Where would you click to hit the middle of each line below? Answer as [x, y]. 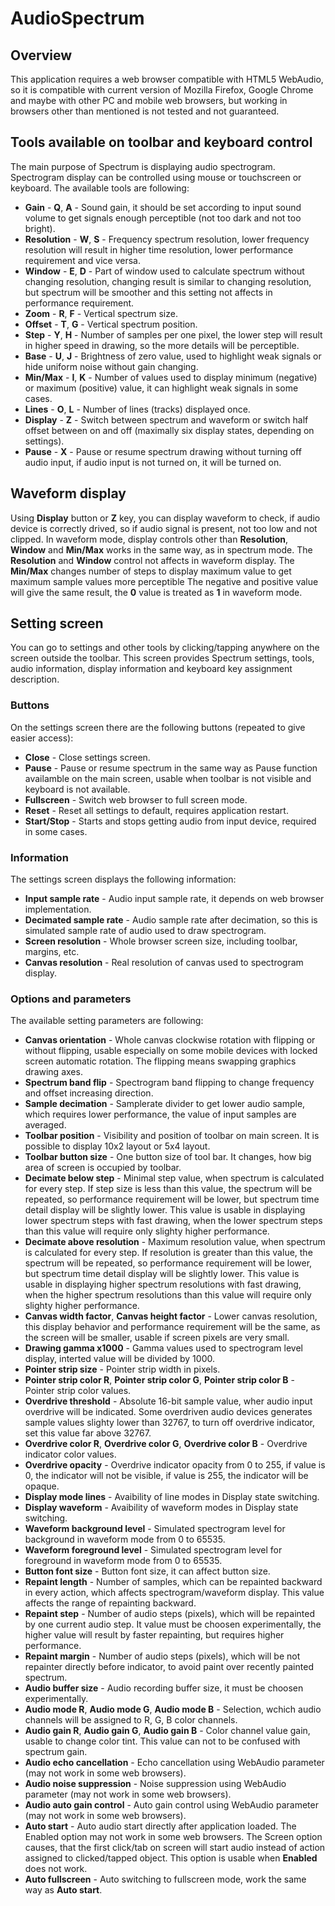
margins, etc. [52, 952]
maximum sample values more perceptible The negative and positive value [164, 581]
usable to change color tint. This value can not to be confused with [162, 1741]
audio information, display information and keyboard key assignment [151, 669]
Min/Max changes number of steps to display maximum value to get [151, 571]
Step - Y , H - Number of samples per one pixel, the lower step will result [173, 334]
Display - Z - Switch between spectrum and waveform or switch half [166, 419]
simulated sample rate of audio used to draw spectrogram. [145, 931]
